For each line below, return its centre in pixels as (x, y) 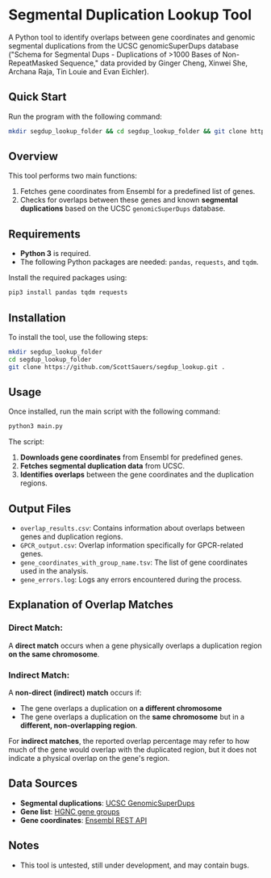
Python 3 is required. (55, 254)
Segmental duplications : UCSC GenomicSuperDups (107, 803)
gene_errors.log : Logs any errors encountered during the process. (131, 580)
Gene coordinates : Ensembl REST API (83, 820)
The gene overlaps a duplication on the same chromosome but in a (132, 717)
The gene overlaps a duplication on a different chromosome (121, 708)
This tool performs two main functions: (73, 176)
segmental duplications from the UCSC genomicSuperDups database (124, 45)
